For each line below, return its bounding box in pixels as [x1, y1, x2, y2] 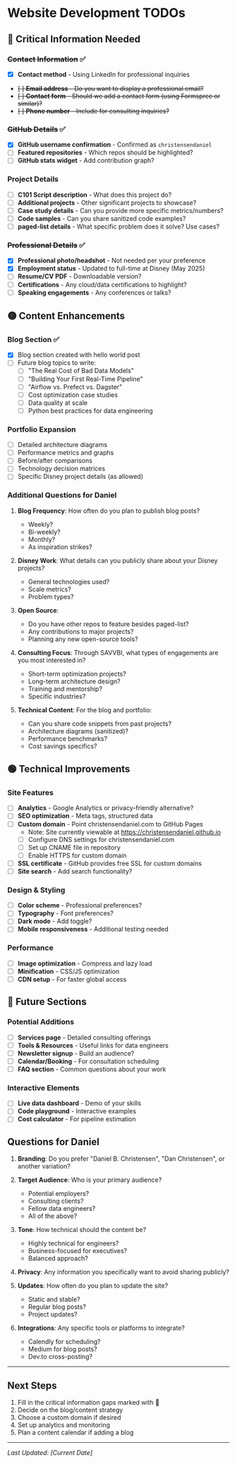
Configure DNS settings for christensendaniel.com [28, 835, 175, 843]
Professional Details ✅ [7, 240, 86, 250]
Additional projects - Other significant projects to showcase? [17, 198, 197, 207]
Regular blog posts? [28, 1303, 87, 1311]
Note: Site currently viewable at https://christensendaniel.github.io [28, 827, 221, 836]
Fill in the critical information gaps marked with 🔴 [17, 1398, 160, 1407]
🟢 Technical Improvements [7, 763, 130, 775]
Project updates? [28, 1310, 78, 1319]
